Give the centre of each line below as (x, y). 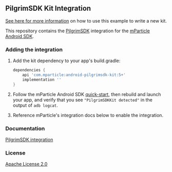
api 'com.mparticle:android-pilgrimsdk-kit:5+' (74, 75)
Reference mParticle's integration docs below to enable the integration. (88, 115)
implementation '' (42, 80)
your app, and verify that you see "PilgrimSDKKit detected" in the (82, 100)
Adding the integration (34, 49)
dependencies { (29, 70)
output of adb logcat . (35, 105)
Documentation (25, 128)
